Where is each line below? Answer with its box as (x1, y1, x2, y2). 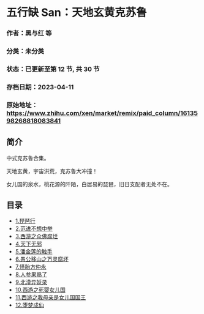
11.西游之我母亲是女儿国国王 (15, 294, 86, 301)
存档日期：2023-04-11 (6, 83, 74, 91)
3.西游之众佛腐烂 (15, 233, 58, 240)
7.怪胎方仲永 (15, 263, 47, 271)
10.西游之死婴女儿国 (15, 286, 66, 294)
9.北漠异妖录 (15, 278, 48, 286)
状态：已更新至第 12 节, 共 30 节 (6, 65, 100, 73)
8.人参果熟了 (15, 271, 48, 278)
